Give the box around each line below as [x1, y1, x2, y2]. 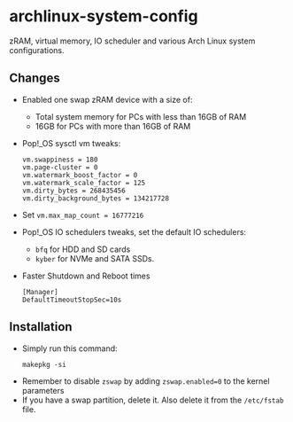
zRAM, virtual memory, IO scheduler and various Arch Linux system [9, 35, 256, 46]
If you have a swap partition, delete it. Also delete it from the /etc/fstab [21, 395, 284, 405]
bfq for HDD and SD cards [35, 244, 131, 254]
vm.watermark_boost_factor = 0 [21, 170, 138, 179]
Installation [9, 319, 73, 334]
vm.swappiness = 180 [21, 155, 98, 164]
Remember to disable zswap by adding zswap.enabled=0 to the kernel [21, 375, 270, 387]
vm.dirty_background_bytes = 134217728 [21, 193, 170, 203]
